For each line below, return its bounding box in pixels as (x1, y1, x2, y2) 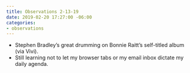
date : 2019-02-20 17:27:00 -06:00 (6, 14, 93, 20)
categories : (6, 20, 36, 26)
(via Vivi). (14, 48, 39, 55)
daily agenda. (14, 61, 49, 68)
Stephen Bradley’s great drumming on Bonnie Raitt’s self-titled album (14, 42, 185, 49)
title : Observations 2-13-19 (6, 8, 79, 15)
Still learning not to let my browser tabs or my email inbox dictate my (14, 54, 184, 61)
